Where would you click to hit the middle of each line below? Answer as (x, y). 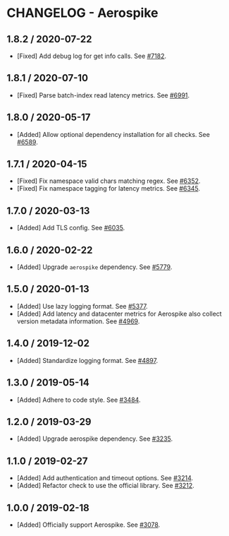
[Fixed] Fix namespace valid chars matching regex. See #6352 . (109, 181)
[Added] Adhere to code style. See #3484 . (79, 400)
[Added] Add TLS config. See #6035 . (71, 228)
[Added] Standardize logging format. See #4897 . (87, 360)
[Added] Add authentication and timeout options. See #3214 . (105, 478)
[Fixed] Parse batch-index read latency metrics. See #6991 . (103, 95)
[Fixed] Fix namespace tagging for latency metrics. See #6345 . (109, 189)
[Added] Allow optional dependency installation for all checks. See (113, 134)
